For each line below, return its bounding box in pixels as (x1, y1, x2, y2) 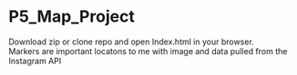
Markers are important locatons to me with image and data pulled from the (8, 45, 288, 56)
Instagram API (8, 55, 62, 66)
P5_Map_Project (8, 6, 136, 27)
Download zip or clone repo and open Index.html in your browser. (8, 36, 254, 47)
